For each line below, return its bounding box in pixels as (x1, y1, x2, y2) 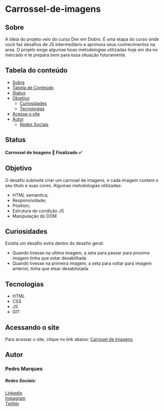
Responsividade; (12, 197, 46, 203)
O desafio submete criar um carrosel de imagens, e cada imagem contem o (5, 177, 159, 183)
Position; (12, 203, 31, 208)
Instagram (5, 395, 26, 401)
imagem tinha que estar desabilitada (12, 255, 86, 261)
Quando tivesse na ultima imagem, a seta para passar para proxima (12, 250, 150, 256)
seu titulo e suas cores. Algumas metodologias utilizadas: (5, 182, 122, 188)
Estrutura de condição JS (12, 207, 64, 213)
